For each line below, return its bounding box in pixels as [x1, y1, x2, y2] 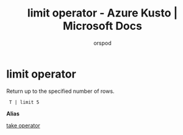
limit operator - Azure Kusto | [27, 6, 178, 20]
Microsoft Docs [63, 19, 142, 33]
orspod [93, 39, 112, 46]
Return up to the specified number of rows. [6, 87, 115, 95]
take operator [6, 122, 41, 129]
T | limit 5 [9, 99, 40, 105]
